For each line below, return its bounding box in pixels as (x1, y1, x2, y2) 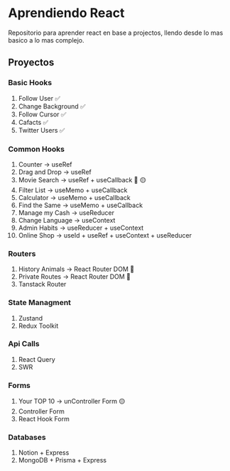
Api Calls (8, 339, 40, 349)
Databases (8, 433, 46, 443)
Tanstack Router (18, 280, 67, 289)
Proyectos (8, 57, 55, 69)
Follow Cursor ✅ (18, 110, 67, 118)
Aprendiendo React (8, 5, 125, 21)
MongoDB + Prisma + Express (18, 456, 107, 465)
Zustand (18, 314, 43, 322)
